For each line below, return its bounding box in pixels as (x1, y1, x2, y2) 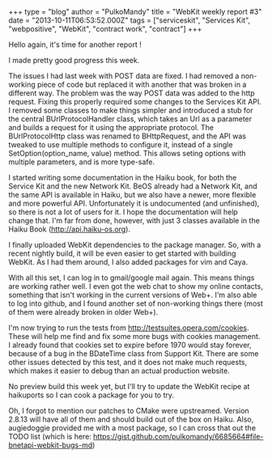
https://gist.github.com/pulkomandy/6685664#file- (92, 432, 264, 441)
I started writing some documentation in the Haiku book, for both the (8, 173, 237, 182)
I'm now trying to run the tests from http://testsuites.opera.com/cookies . (8, 323, 249, 333)
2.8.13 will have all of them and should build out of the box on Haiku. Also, (8, 414, 254, 424)
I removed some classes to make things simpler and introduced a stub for (8, 105, 253, 115)
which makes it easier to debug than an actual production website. (8, 366, 231, 375)
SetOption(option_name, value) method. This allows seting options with (8, 149, 246, 158)
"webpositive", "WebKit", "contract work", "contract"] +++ (8, 24, 202, 33)
